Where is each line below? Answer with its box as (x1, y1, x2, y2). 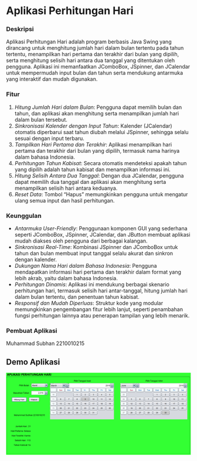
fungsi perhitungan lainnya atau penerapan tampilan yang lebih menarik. (14, 312, 190, 319)
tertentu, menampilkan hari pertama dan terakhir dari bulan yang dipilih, (6, 51, 179, 58)
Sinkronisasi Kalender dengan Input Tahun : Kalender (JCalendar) (14, 122, 172, 129)
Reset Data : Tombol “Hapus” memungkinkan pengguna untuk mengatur (14, 190, 188, 197)
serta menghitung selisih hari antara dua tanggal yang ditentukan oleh (6, 57, 175, 64)
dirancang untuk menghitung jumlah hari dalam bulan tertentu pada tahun (6, 45, 184, 52)
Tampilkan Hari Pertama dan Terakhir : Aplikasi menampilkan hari (14, 141, 172, 148)
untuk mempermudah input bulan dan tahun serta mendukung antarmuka (6, 69, 184, 77)
